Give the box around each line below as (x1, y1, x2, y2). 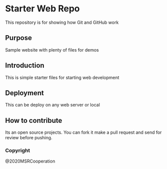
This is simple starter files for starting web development (5, 74, 119, 80)
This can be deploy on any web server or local (5, 102, 100, 108)
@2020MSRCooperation (5, 158, 56, 164)
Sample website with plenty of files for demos (5, 47, 99, 53)
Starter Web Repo (5, 3, 80, 14)
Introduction (5, 61, 45, 70)
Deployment (5, 89, 44, 97)
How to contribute (5, 116, 63, 124)
